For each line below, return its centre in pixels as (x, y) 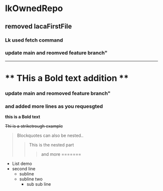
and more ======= (61, 154)
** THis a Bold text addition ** (67, 78)
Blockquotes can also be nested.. (50, 135)
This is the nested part (51, 145)
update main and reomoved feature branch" (58, 93)
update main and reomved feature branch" (56, 53)
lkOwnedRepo (34, 8)
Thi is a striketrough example (34, 126)
